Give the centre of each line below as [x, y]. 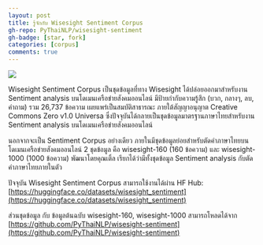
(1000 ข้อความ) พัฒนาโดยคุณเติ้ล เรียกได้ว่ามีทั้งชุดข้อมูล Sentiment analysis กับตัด [140, 158]
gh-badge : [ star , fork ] [47, 37]
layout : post [30, 15]
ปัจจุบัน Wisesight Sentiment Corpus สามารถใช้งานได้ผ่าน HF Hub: [106, 183]
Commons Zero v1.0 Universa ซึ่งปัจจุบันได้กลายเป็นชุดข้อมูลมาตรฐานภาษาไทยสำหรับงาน [131, 116]
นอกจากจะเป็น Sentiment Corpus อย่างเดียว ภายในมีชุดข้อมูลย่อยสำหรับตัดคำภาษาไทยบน [129, 140]
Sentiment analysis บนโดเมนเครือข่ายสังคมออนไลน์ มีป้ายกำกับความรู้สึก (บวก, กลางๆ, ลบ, [131, 98]
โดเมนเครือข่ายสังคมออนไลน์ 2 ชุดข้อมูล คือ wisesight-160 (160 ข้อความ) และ [114, 149]
